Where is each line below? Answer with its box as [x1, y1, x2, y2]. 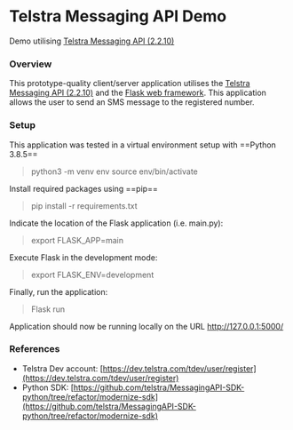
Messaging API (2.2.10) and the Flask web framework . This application [9, 87, 266, 99]
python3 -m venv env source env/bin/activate [30, 166, 198, 177]
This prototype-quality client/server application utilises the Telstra [9, 78, 250, 89]
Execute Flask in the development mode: [9, 251, 158, 263]
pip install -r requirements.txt [30, 200, 138, 211]
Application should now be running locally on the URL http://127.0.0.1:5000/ [9, 321, 284, 331]
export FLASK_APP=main [30, 235, 124, 245]
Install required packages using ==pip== [9, 183, 158, 194]
